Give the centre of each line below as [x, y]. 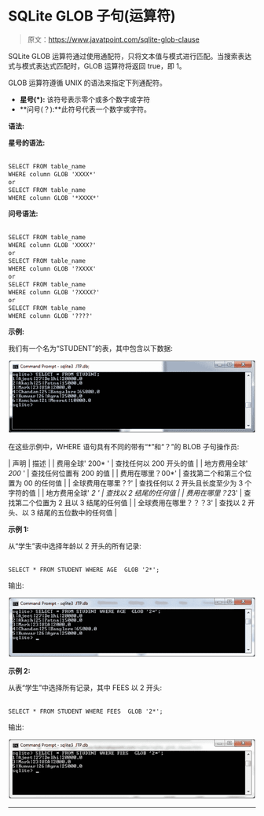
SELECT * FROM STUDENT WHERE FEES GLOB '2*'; [86, 711]
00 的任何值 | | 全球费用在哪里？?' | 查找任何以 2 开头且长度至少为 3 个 [137, 483]
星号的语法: [27, 142]
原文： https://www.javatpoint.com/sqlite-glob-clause [114, 39]
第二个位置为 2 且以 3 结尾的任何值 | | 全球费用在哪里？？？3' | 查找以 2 [130, 503]
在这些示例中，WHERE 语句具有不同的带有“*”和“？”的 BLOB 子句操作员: [124, 447]
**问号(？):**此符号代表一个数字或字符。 [85, 109]
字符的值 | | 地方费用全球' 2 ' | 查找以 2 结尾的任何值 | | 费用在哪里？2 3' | [125, 493]
